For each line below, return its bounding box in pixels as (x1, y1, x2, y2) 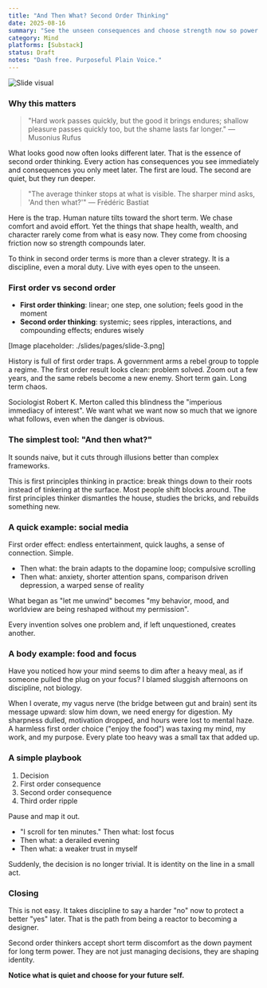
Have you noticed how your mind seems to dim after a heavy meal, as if (8, 666, 243, 676)
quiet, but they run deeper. (8, 174, 96, 183)
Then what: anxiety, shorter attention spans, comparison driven (19, 572, 229, 582)
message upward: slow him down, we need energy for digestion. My (8, 707, 233, 717)
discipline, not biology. (8, 683, 82, 693)
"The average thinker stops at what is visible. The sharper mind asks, (27, 189, 255, 199)
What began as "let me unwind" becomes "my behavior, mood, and (8, 596, 230, 606)
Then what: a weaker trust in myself (19, 844, 138, 853)
